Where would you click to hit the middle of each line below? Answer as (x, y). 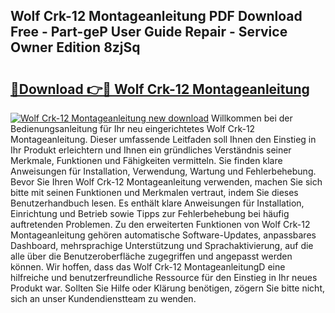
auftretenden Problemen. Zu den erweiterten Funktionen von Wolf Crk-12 (160, 224)
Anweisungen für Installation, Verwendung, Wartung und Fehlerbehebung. (163, 171)
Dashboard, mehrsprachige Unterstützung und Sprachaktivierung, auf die (162, 245)
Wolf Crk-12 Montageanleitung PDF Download (156, 16)
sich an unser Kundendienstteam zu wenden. (103, 298)
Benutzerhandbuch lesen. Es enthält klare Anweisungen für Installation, (157, 203)
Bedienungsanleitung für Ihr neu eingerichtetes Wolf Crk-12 (133, 128)
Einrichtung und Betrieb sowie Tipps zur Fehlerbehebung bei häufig (150, 213)
